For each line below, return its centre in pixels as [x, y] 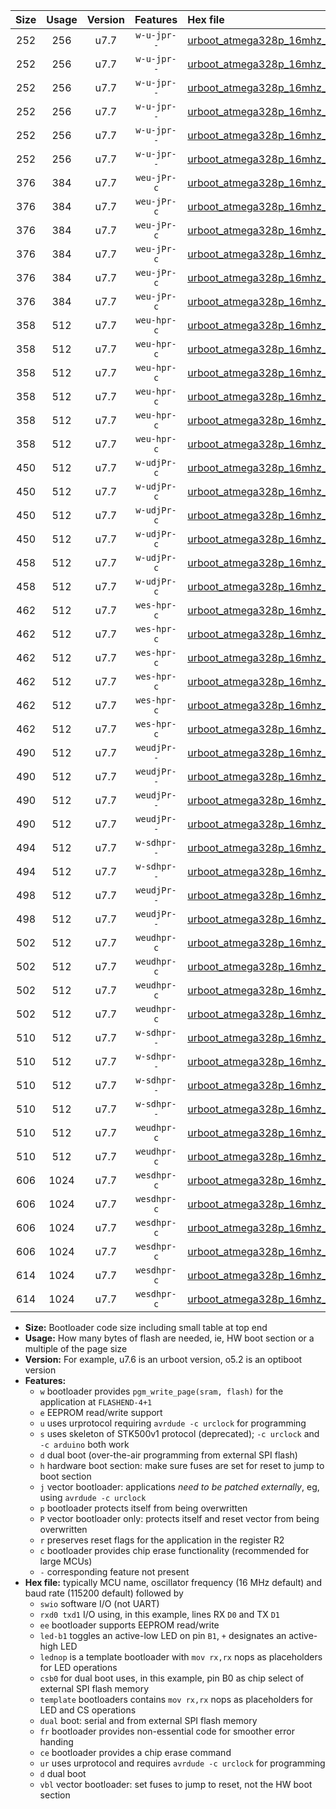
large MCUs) [66, 1561]
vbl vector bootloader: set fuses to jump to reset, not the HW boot [176, 1784]
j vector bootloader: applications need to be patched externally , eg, [179, 1487]
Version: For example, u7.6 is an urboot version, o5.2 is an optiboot [163, 1359]
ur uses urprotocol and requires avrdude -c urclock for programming [182, 1763]
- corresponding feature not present [114, 1572]
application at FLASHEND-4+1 [96, 1402]
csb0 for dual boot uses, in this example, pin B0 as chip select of [172, 1678]
